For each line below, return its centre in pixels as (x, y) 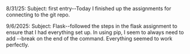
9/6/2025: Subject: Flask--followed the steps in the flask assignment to (92, 26)
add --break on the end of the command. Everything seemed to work (89, 38)
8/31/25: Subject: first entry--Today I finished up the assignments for (89, 9)
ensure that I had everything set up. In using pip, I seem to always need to (95, 32)
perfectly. (18, 45)
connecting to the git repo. (38, 15)
